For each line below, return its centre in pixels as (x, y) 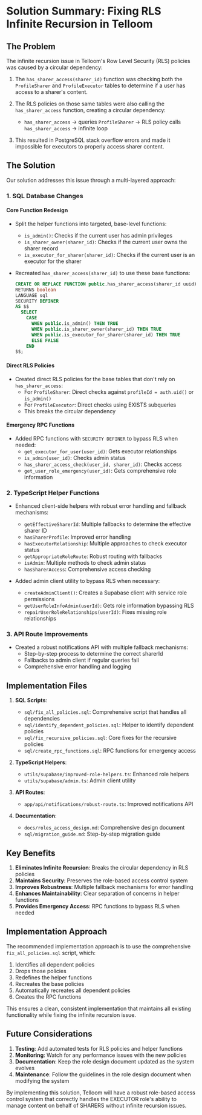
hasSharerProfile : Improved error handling (77, 537)
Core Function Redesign (37, 210)
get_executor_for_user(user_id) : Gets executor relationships (100, 451)
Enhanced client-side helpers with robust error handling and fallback (100, 506)
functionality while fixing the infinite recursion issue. (71, 1015)
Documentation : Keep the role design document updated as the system (105, 1061)
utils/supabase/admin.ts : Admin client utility (80, 780)
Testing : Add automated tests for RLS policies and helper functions (99, 1048)
